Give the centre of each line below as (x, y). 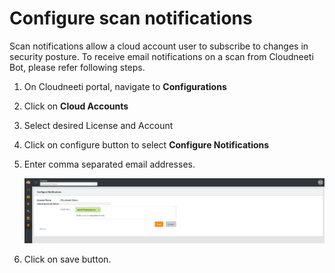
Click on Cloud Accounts (76, 106)
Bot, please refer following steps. (77, 67)
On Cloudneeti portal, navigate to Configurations (125, 86)
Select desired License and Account (98, 125)
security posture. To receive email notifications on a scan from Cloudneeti (161, 56)
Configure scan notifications (131, 18)
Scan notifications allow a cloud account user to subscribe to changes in (159, 46)
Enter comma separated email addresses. (109, 164)
